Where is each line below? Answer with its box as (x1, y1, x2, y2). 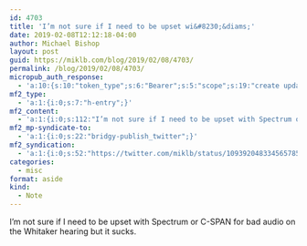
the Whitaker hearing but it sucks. (9, 226, 137, 237)
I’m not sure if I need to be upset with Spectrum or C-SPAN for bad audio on (9, 216, 296, 227)
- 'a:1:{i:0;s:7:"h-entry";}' (17, 97, 132, 108)
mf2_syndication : (9, 140, 76, 149)
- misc (17, 166, 43, 175)
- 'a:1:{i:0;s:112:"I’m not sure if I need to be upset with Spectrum (17, 115, 292, 124)
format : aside (9, 174, 64, 183)
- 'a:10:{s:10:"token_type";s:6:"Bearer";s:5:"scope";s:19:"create (17, 81, 281, 90)
